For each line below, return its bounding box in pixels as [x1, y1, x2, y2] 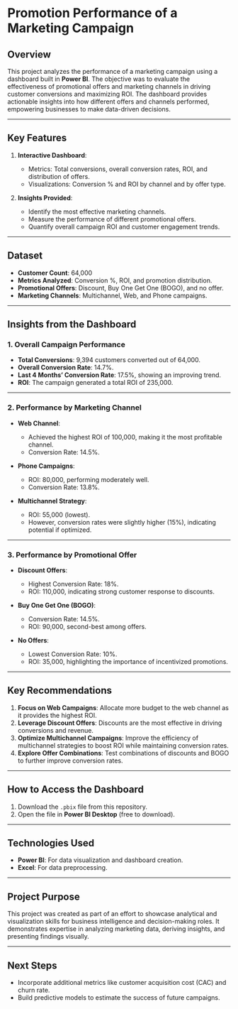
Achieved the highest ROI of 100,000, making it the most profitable [28, 432, 222, 441]
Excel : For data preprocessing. [17, 863, 108, 872]
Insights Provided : [17, 193, 73, 202]
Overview [7, 48, 52, 60]
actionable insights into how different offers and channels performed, [7, 97, 210, 106]
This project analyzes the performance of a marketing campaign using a [7, 67, 218, 75]
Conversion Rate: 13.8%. [28, 483, 101, 491]
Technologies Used [7, 836, 94, 849]
